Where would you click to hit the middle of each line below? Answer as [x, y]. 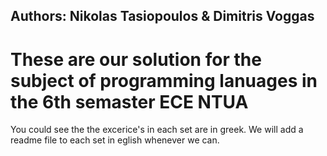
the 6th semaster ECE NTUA [129, 101]
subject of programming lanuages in [164, 80]
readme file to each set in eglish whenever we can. [115, 140]
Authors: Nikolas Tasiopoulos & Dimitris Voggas [162, 16]
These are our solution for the [136, 59]
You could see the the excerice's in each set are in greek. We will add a [157, 130]
